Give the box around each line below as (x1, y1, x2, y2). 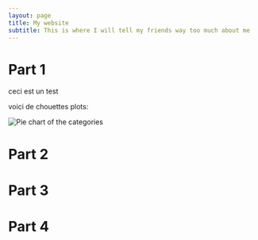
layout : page (8, 11, 52, 20)
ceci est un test (8, 86, 59, 96)
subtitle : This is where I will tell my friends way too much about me (8, 26, 250, 34)
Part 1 (8, 60, 46, 78)
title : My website (8, 19, 69, 27)
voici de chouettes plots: (8, 102, 89, 112)
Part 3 (8, 181, 49, 199)
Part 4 (8, 217, 49, 235)
